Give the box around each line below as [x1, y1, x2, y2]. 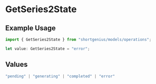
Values [5, 60, 28, 69]
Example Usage [5, 24, 56, 32]
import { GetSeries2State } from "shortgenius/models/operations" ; [5, 37, 152, 42]
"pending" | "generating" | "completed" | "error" [5, 73, 115, 79]
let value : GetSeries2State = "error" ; [5, 46, 90, 51]
